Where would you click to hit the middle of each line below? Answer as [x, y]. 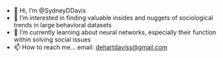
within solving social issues [52, 40]
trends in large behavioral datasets [62, 25]
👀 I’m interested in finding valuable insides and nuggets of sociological [113, 18]
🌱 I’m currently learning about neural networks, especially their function [115, 32]
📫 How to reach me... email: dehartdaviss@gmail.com [91, 47]
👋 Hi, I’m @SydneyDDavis [50, 11]
